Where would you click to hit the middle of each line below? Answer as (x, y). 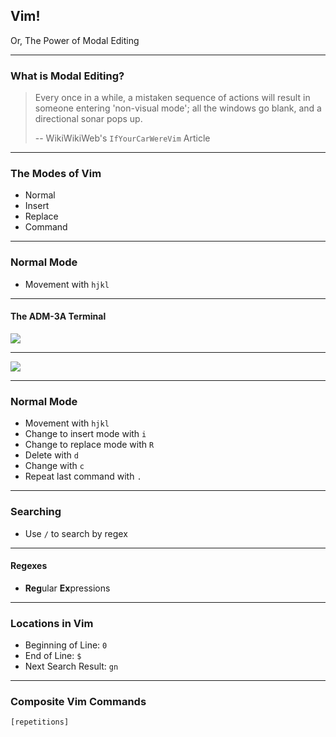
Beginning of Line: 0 (66, 645)
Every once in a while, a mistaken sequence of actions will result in (172, 98)
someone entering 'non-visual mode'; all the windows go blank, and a (178, 108)
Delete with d (51, 455)
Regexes (29, 566)
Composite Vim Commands (78, 701)
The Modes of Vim (56, 174)
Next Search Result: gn (71, 666)
